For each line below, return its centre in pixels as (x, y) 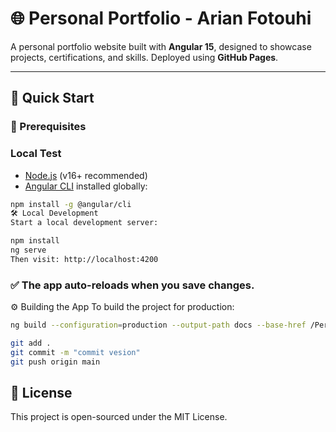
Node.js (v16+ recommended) (86, 175)
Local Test (36, 154)
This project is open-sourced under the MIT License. (119, 417)
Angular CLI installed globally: (86, 186)
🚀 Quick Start (52, 98)
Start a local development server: (84, 223)
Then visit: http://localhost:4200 (84, 259)
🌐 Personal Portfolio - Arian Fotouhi (161, 18)
